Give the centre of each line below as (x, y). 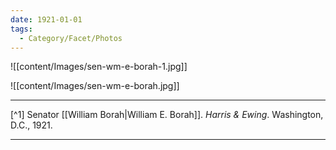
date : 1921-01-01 (46, 19)
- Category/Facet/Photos (71, 38)
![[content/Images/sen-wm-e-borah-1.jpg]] (99, 67)
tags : (21, 29)
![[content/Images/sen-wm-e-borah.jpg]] (95, 86)
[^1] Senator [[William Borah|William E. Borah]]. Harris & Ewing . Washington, (167, 115)
